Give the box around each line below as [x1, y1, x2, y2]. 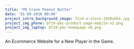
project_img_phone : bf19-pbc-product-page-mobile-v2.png [5, 20, 123, 26]
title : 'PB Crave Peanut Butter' [5, 7, 73, 12]
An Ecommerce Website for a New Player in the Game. [5, 38, 115, 44]
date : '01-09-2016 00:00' [5, 12, 57, 16]
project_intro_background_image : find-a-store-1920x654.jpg [5, 16, 130, 21]
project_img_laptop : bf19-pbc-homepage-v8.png [5, 25, 101, 30]
